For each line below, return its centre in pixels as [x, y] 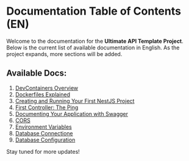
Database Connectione [44, 133]
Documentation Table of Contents [94, 11]
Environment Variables [43, 127]
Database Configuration [45, 140]
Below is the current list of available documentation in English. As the [93, 48]
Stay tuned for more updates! [43, 151]
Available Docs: [37, 73]
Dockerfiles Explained [43, 94]
